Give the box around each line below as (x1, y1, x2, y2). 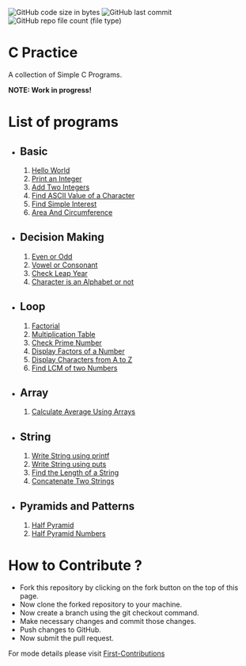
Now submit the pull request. (19, 633, 115, 642)
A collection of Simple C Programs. (8, 70, 123, 79)
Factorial (31, 321, 61, 331)
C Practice (8, 44, 78, 62)
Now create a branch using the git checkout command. (19, 607, 199, 618)
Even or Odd (31, 251, 73, 261)
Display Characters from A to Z (31, 354, 133, 364)
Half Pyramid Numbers (31, 529, 106, 538)
